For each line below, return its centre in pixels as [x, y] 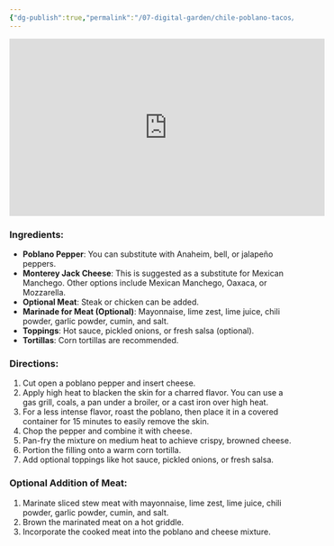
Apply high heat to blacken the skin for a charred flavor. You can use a [153, 393]
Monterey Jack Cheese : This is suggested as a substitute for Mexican [153, 273]
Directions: [34, 363]
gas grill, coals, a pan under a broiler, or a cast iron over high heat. [145, 403]
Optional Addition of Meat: [68, 483]
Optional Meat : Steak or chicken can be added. [111, 302]
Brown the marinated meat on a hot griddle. [103, 522]
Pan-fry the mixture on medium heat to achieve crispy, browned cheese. [157, 441]
